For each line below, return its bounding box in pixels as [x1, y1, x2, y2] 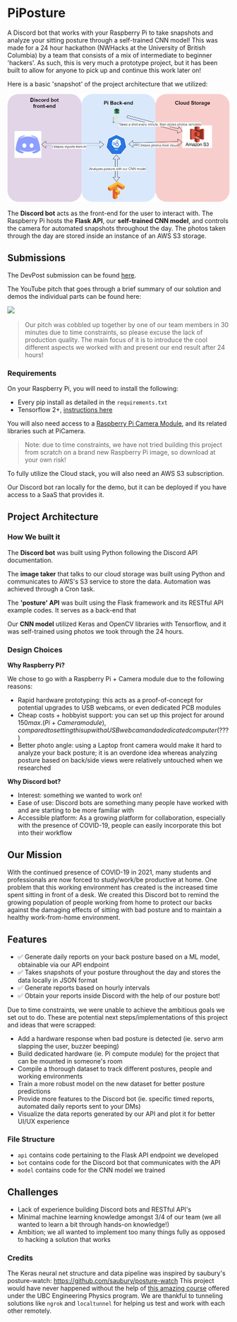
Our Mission [7, 849, 62, 861]
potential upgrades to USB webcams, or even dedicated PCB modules [17, 703, 221, 712]
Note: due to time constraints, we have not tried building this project [24, 440, 222, 449]
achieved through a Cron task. [7, 584, 95, 593]
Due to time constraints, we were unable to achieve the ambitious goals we [7, 1005, 226, 1014]
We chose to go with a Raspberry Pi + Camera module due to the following [7, 674, 224, 683]
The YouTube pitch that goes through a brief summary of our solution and [7, 285, 221, 293]
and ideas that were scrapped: [7, 1020, 97, 1029]
